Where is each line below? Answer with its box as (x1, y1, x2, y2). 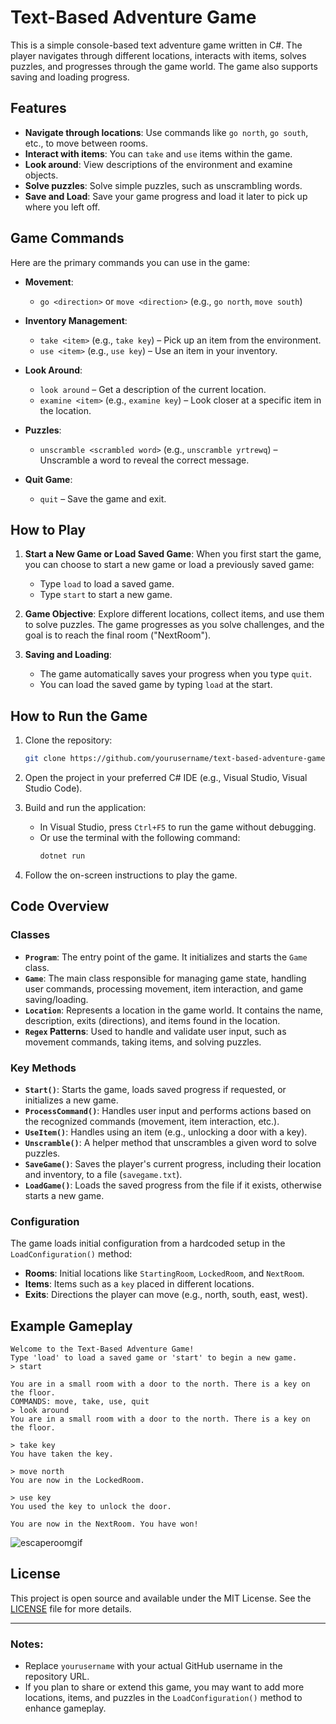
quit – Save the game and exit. (39, 492, 167, 505)
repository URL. (24, 1671, 90, 1683)
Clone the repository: (24, 734, 113, 746)
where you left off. (24, 201, 101, 213)
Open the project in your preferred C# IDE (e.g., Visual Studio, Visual (24, 772, 308, 784)
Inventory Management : (24, 314, 128, 326)
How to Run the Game (10, 707, 148, 725)
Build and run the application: (24, 802, 147, 814)
